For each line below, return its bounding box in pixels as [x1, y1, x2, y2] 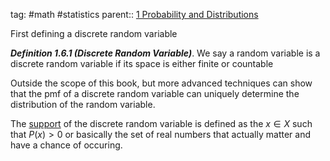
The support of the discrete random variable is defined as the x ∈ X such [10, 118, 313, 129]
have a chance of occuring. [10, 139, 123, 151]
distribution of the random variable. [10, 99, 156, 110]
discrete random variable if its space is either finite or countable [10, 58, 274, 69]
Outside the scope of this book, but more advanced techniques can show [10, 77, 313, 89]
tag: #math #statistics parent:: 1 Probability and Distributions [10, 9, 259, 20]
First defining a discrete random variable [10, 28, 178, 39]
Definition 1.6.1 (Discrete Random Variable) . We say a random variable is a [10, 47, 321, 59]
